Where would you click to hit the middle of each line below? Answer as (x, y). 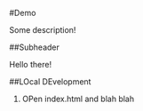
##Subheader (35, 47)
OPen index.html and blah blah (78, 99)
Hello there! (30, 64)
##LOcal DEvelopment (50, 82)
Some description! (43, 30)
